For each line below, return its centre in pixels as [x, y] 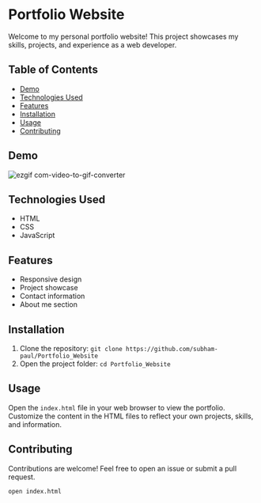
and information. [35, 424]
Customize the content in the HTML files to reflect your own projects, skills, [131, 416]
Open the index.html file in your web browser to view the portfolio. [117, 407]
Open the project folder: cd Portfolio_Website [95, 364]
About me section [48, 304]
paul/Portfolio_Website [59, 356]
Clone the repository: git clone [71, 348]
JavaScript [37, 236]
